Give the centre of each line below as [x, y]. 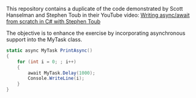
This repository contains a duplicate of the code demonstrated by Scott [95, 9]
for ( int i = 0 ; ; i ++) [47, 62]
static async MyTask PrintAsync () [50, 51]
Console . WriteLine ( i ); [56, 78]
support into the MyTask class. [44, 39]
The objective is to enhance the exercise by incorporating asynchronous [96, 33]
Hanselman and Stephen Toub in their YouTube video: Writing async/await [98, 15]
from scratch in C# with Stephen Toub [54, 21]
